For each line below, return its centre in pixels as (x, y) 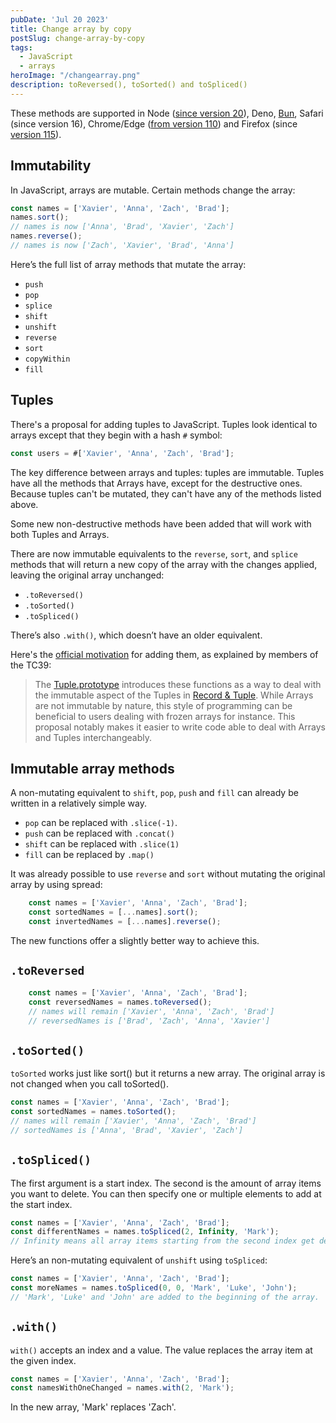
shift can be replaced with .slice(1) (102, 844)
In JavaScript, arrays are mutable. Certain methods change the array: (153, 190)
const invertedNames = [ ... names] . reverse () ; (125, 922)
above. (24, 504)
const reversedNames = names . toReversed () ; (120, 1002)
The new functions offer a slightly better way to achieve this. (135, 941)
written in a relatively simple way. (78, 803)
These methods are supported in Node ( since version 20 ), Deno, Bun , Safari (167, 113)
